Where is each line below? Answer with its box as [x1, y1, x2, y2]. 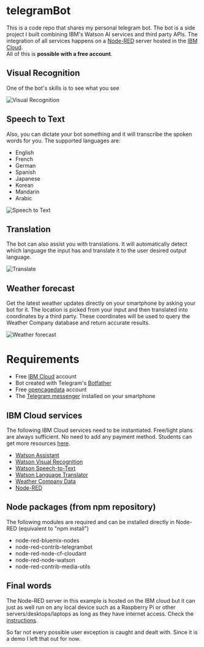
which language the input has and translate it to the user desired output [6, 247, 187, 254]
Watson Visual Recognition [15, 458, 83, 465]
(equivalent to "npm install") [18, 525, 89, 532]
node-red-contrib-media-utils [15, 563, 91, 570]
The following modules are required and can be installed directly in [6, 518, 175, 525]
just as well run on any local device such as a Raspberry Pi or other [6, 603, 176, 611]
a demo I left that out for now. [6, 635, 81, 642]
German [15, 162, 36, 169]
